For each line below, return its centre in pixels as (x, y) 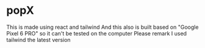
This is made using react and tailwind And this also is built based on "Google (103, 27)
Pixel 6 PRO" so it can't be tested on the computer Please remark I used (97, 33)
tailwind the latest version (39, 40)
